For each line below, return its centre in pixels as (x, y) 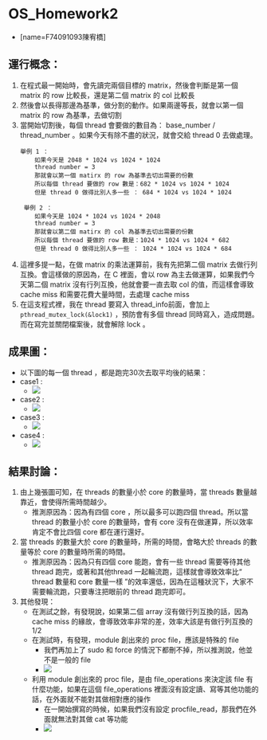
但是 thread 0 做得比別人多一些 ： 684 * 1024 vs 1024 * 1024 (133, 192)
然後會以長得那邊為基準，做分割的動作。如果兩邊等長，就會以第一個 (132, 105)
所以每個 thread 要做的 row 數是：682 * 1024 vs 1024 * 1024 (132, 184)
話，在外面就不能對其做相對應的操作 (91, 699)
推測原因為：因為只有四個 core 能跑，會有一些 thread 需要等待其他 (141, 562)
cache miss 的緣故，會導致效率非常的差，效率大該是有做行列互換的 (142, 621)
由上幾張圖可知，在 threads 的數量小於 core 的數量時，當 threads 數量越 (138, 492)
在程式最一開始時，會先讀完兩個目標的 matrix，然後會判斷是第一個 (129, 85)
